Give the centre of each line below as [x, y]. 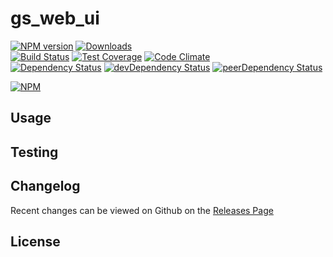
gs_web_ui [55, 18]
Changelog [45, 186]
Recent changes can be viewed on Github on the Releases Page [142, 210]
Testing [34, 152]
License [35, 241]
